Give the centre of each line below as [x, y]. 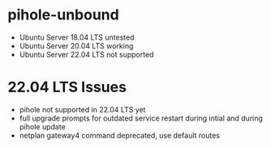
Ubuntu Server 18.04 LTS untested [77, 37]
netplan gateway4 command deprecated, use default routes [120, 135]
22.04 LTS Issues [67, 87]
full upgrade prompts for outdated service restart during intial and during [141, 118]
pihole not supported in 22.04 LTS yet [82, 109]
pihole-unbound [63, 15]
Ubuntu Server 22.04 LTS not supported [86, 54]
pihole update [42, 126]
